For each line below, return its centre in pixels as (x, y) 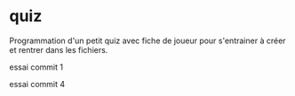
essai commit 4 (37, 84)
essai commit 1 (36, 67)
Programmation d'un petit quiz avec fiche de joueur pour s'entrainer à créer (147, 41)
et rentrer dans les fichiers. (59, 49)
